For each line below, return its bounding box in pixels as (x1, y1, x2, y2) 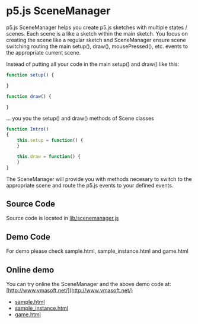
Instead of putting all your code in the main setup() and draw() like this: (6, 61, 180, 68)
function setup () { (6, 72, 55, 78)
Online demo (6, 265, 55, 275)
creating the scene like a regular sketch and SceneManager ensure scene (6, 36, 187, 43)
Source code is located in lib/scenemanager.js (6, 215, 119, 222)
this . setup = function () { (17, 138, 84, 144)
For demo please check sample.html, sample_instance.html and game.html (6, 247, 189, 255)
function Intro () (6, 126, 49, 132)
